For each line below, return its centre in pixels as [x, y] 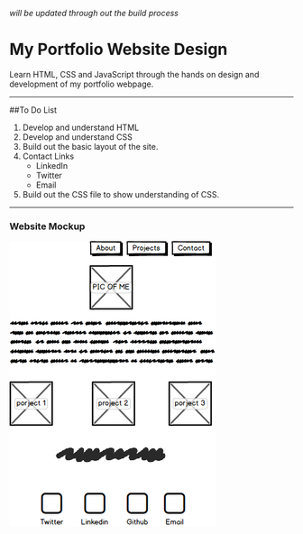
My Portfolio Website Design [119, 50]
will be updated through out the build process [94, 13]
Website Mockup [47, 226]
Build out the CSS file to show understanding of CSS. [121, 194]
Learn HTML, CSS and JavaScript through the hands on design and [134, 74]
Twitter [49, 175]
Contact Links [48, 156]
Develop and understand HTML [81, 127]
